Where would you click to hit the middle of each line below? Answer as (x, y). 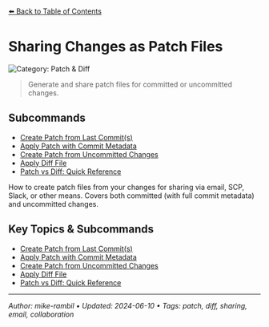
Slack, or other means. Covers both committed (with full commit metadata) (131, 196)
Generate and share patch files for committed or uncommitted (130, 84)
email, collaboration (41, 314)
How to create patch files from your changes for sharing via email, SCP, (126, 187)
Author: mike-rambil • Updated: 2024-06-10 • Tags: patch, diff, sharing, (128, 305)
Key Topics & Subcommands (81, 230)
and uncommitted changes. (53, 204)
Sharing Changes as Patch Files (116, 47)
